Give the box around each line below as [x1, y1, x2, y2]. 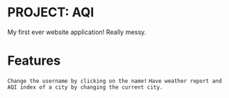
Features [7, 53, 61, 69]
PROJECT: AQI [7, 4, 94, 21]
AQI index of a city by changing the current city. [7, 83, 163, 91]
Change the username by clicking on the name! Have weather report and [7, 77, 222, 85]
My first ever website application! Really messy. [7, 28, 147, 36]
